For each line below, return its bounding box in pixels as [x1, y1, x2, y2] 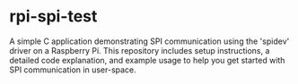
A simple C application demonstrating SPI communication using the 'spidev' [9, 36, 290, 46]
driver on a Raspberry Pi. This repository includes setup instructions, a [9, 45, 270, 55]
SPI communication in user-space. [9, 64, 136, 75]
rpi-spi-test [9, 6, 98, 27]
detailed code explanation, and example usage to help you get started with [9, 55, 285, 65]
